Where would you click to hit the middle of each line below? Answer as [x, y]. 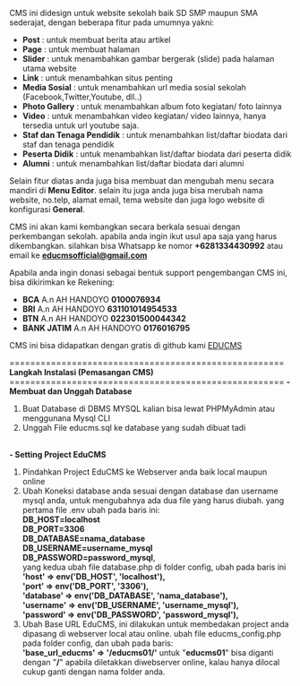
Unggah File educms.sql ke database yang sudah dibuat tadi [134, 428]
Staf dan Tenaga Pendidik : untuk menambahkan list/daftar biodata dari [155, 135]
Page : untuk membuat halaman [81, 49]
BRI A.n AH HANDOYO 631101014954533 [99, 309]
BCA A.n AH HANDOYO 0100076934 [91, 300]
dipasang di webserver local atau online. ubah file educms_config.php [152, 634]
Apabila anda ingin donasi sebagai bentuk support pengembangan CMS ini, [149, 273]
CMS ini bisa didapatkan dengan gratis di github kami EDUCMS [126, 345]
